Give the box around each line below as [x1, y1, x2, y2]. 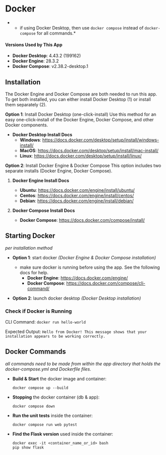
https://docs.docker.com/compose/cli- [66, 280, 146, 286]
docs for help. [19, 269, 49, 275]
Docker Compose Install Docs [12, 207, 76, 213]
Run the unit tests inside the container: [12, 413, 93, 419]
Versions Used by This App [5, 41, 63, 47]
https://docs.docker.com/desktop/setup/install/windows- [42, 137, 159, 143]
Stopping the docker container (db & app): [12, 394, 100, 400]
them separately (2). [5, 101, 47, 107]
